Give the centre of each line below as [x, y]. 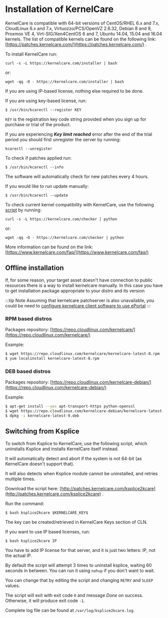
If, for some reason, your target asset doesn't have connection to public [79, 280]
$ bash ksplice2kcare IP [31, 541]
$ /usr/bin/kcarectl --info [34, 167]
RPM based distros [28, 319]
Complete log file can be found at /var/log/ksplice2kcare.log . [70, 610]
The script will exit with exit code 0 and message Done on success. [74, 595]
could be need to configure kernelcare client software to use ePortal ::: [78, 305]
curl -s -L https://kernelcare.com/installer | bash [61, 63]
